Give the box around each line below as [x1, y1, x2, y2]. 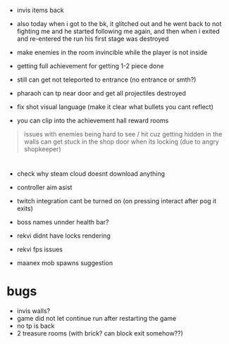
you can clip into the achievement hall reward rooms [16, 116, 169, 125]
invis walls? [16, 307, 51, 315]
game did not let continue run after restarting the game [16, 314, 177, 323]
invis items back [16, 6, 64, 14]
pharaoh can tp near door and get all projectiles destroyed [16, 89, 186, 97]
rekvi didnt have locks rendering [16, 231, 111, 240]
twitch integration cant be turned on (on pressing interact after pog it [16, 197, 217, 205]
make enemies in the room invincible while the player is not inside [16, 49, 208, 56]
